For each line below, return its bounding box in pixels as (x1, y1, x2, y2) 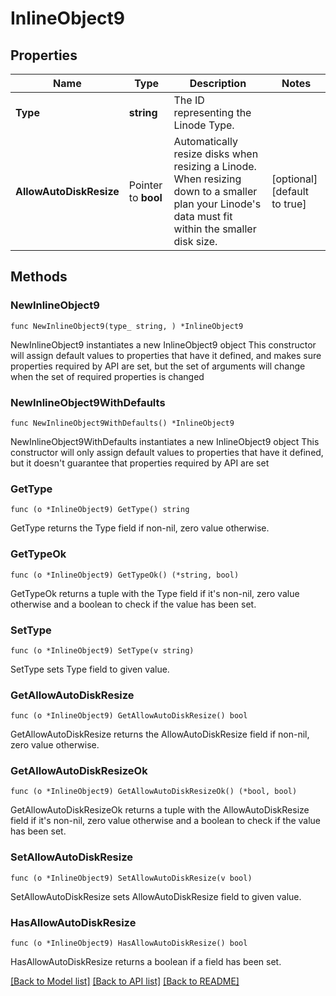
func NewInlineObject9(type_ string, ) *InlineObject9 (10, 321, 244, 331)
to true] (271, 197, 307, 211)
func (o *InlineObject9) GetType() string (10, 505, 190, 515)
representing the (173, 106, 252, 119)
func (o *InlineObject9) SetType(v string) (10, 645, 195, 656)
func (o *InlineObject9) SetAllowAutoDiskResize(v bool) (10, 873, 253, 883)
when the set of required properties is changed (10, 370, 205, 382)
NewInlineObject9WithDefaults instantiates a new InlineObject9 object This (10, 435, 320, 447)
